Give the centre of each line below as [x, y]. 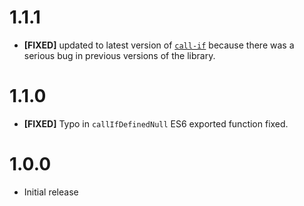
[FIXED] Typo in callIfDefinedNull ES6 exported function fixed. [156, 123]
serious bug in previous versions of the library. [119, 55]
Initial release [51, 192]
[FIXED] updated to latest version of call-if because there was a [159, 45]
